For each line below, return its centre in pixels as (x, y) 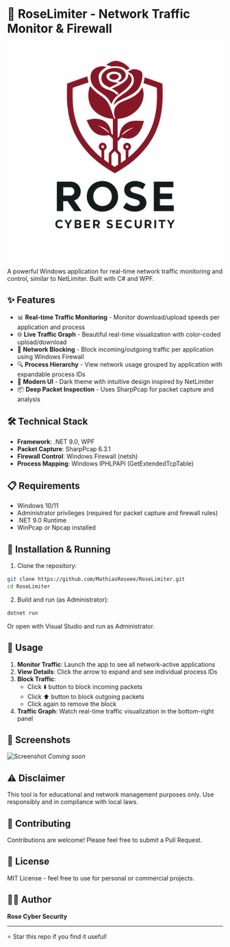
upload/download (42, 342)
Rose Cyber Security (37, 916)
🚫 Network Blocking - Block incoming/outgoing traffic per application (115, 349)
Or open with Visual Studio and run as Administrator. (81, 626)
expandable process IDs (51, 374)
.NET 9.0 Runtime (42, 521)
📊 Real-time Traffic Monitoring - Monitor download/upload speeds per (118, 317)
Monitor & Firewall (60, 28)
